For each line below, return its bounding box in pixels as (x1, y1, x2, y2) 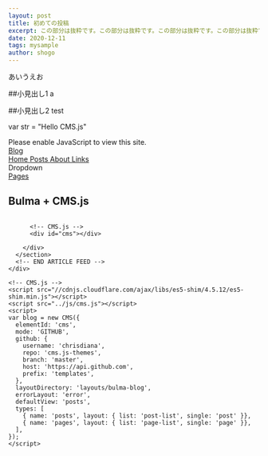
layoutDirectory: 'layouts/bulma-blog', (15, 383, 152, 392)
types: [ (15, 405, 45, 413)
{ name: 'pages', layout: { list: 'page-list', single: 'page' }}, (22, 418, 251, 426)
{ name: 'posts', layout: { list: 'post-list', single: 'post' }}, (22, 411, 251, 420)
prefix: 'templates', (22, 370, 94, 378)
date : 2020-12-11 (8, 34, 66, 42)
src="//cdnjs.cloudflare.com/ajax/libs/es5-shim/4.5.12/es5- (37, 286, 245, 294)
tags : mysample (8, 42, 59, 50)
